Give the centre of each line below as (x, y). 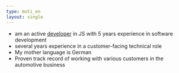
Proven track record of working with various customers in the (89, 58)
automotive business (40, 64)
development (31, 40)
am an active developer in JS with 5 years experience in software (94, 33)
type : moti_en (24, 11)
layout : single (25, 17)
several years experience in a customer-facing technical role (88, 46)
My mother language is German (53, 52)
